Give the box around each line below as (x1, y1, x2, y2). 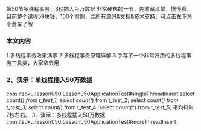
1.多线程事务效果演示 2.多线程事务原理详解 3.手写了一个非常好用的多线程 (6, 52, 187, 59)
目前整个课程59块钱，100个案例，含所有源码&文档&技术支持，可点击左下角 (6, 13, 193, 20)
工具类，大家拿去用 (11, 59, 59, 66)
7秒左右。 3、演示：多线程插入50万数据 (6, 111, 106, 118)
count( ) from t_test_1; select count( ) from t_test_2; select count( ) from (6, 96, 179, 104)
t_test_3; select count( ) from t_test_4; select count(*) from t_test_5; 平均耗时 (6, 103, 194, 110)
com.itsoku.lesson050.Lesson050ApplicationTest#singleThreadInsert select (6, 90, 195, 97)
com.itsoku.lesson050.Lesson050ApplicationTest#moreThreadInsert (6, 118, 177, 125)
